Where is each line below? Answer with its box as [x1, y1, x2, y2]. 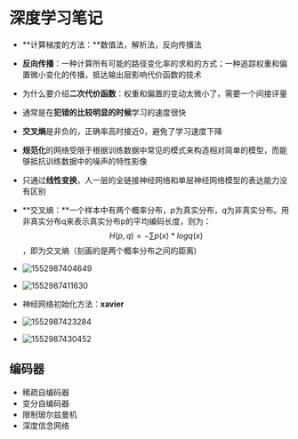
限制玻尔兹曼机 [21, 409, 77, 419]
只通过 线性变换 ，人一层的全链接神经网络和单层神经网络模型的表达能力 [21, 174, 280, 185]
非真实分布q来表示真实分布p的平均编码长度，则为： [21, 215, 212, 227]
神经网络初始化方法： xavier [21, 299, 125, 309]
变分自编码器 [21, 397, 69, 409]
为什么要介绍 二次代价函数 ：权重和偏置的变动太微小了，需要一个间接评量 [21, 88, 287, 99]
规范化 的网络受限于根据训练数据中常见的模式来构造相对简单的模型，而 [21, 144, 280, 156]
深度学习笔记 [9, 8, 104, 28]
